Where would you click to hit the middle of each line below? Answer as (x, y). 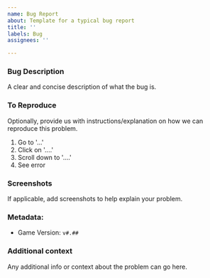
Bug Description (36, 72)
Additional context (40, 251)
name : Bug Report (33, 14)
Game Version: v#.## (48, 232)
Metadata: (26, 217)
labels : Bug (25, 34)
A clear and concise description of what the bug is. (82, 87)
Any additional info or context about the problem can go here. (98, 267)
